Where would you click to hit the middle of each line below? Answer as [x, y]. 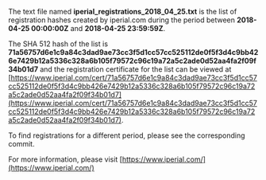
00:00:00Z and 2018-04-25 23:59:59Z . [98, 28]
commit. [21, 144]
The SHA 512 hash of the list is [58, 44]
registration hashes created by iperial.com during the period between [122, 20]
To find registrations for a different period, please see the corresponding [127, 135]
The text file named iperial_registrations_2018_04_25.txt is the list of [123, 12]
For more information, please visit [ [66, 159]
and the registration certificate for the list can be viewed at [135, 69]
